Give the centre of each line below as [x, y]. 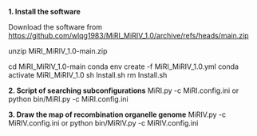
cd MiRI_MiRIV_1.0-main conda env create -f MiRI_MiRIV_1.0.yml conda [124, 66]
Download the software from [55, 27]
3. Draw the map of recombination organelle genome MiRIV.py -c [117, 114]
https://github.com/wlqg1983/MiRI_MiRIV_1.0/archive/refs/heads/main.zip [128, 36]
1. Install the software [45, 12]
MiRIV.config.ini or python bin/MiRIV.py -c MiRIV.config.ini [103, 123]
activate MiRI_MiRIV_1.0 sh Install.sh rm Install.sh [88, 75]
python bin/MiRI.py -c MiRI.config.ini [69, 99]
